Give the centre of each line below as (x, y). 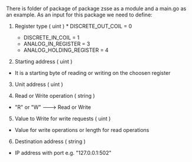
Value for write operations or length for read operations (82, 130)
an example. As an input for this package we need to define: (79, 15)
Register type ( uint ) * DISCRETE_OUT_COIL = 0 (73, 26)
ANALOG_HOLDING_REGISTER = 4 (66, 50)
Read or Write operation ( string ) (55, 96)
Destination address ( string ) (50, 141)
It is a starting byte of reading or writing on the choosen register (92, 73)
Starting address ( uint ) (43, 62)
